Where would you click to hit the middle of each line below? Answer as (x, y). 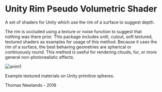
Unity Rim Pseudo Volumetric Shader (81, 9)
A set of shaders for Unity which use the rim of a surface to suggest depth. (80, 22)
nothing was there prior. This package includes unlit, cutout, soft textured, (79, 37)
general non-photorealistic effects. (40, 57)
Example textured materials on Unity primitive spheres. (60, 76)
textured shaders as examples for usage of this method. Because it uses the (81, 41)
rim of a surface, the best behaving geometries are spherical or (68, 47)
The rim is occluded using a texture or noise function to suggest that (73, 31)
